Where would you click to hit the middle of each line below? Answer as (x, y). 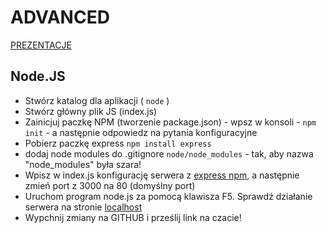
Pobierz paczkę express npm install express (118, 143)
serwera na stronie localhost (83, 207)
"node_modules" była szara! (83, 164)
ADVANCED (60, 17)
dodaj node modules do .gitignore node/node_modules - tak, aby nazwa (169, 153)
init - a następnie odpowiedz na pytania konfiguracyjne (141, 132)
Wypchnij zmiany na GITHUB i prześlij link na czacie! (133, 217)
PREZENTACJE (41, 45)
